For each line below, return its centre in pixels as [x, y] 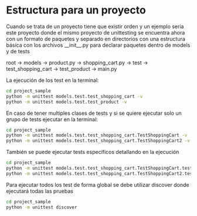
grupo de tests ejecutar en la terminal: [52, 119]
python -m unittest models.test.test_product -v [67, 102]
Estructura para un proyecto [76, 10]
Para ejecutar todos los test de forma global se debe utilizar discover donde [98, 184]
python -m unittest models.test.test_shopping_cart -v [74, 96]
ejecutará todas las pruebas [40, 191]
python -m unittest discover [42, 207]
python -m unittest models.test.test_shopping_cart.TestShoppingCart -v [97, 135]
